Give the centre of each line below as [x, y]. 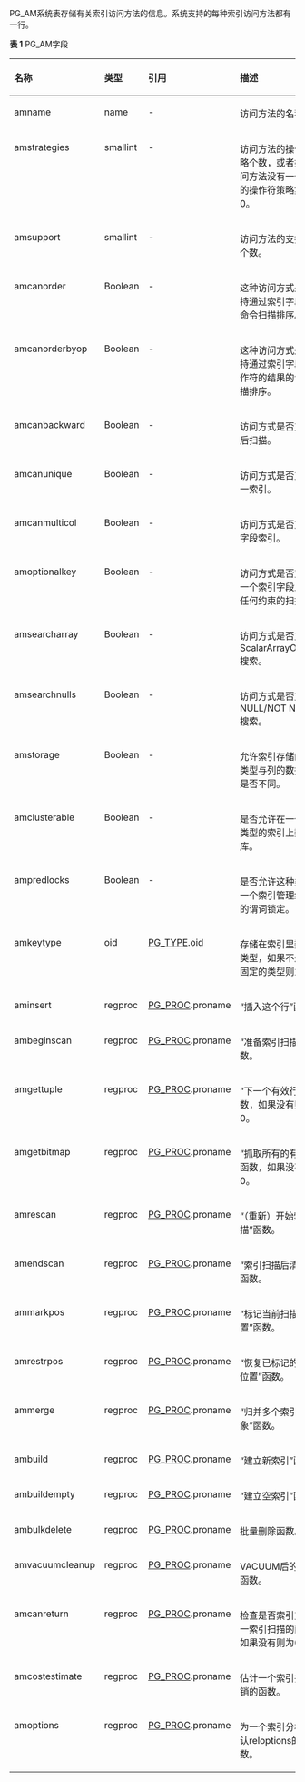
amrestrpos [39, 1361]
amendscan [39, 1263]
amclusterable [44, 817]
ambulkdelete [43, 1529]
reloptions [271, 1741]
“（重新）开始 [267, 1216]
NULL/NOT [264, 708]
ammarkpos [39, 1312]
